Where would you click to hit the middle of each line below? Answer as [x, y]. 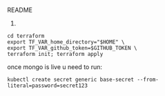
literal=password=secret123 [48, 86]
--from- [148, 79]
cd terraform [26, 36]
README [20, 10]
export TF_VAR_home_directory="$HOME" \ [66, 42]
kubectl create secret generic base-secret [71, 79]
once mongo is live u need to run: [55, 67]
